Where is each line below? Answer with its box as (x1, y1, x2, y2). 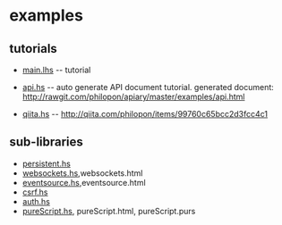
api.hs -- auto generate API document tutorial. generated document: (21, 82, 275, 92)
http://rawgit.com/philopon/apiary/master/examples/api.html (21, 91, 245, 102)
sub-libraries (9, 135, 83, 150)
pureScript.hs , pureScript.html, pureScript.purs (21, 205, 196, 216)
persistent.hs (21, 158, 72, 169)
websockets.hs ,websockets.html (21, 167, 143, 179)
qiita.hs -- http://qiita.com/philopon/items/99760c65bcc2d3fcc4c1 (21, 109, 269, 119)
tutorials (9, 41, 58, 56)
